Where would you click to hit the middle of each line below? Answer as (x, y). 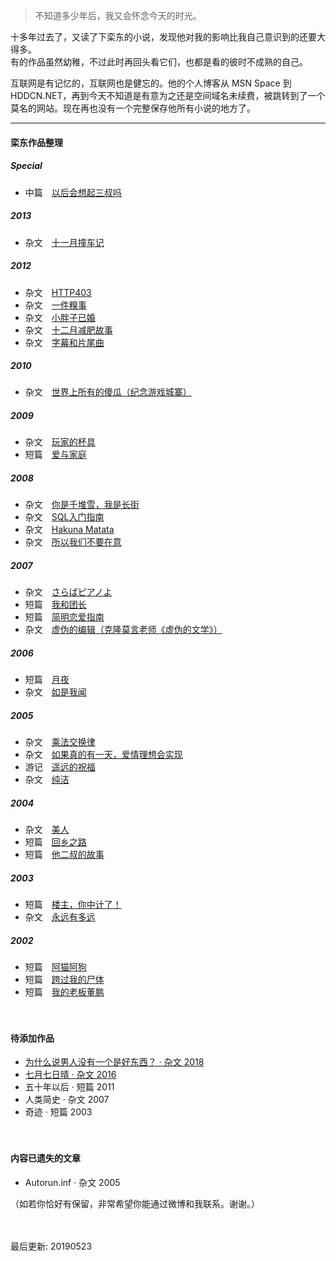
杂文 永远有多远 (60, 917)
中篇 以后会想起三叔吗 (73, 192)
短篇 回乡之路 (55, 842)
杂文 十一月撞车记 (64, 242)
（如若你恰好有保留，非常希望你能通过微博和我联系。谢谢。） (135, 1203)
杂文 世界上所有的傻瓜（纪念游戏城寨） (108, 392)
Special (26, 166)
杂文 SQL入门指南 (64, 517)
